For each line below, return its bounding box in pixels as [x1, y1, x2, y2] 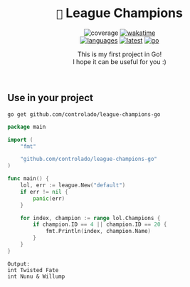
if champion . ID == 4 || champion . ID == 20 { [33, 221, 167, 229]
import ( [7, 136, 33, 143]
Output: [7, 260, 31, 268]
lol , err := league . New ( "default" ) [20, 182, 126, 189]
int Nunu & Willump [7, 273, 65, 280]
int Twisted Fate [7, 266, 59, 273]
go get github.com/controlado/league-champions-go [7, 110, 161, 118]
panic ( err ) [33, 194, 65, 202]
